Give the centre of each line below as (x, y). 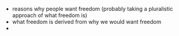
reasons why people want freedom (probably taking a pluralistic (92, 9)
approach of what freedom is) (49, 15)
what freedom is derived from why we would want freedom (87, 22)
